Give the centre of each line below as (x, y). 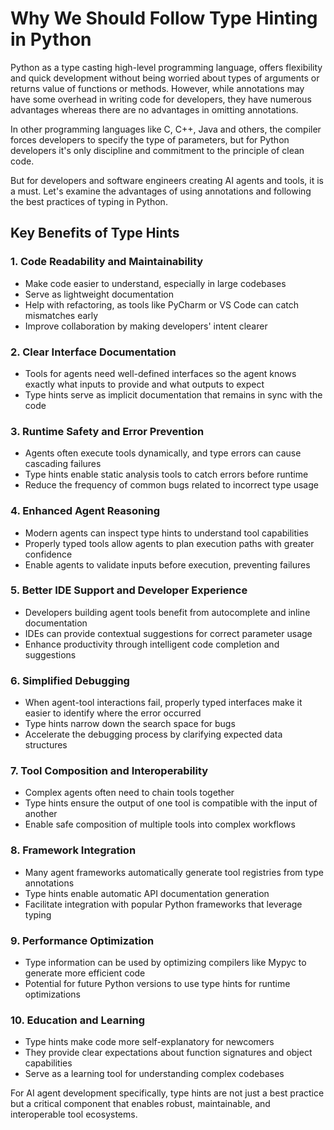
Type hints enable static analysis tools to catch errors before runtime (166, 474)
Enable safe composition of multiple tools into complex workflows (160, 824)
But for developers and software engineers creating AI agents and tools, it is (167, 180)
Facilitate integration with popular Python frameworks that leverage (163, 904)
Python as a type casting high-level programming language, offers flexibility (166, 67)
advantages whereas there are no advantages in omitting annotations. (154, 109)
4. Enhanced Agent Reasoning (85, 511)
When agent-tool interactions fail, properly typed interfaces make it (163, 703)
